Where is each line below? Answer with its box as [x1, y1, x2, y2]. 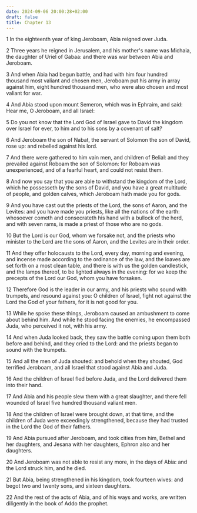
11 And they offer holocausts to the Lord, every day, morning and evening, [6, 249, 185, 256]
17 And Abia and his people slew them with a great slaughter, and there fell [6, 393, 187, 400]
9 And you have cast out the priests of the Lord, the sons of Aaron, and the [6, 202, 188, 209]
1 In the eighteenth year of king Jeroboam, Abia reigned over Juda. [6, 36, 168, 43]
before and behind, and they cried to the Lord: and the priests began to [6, 340, 178, 347]
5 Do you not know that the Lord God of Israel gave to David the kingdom [6, 119, 183, 126]
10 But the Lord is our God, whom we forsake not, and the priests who [6, 232, 175, 239]
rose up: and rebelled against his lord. [6, 142, 98, 150]
